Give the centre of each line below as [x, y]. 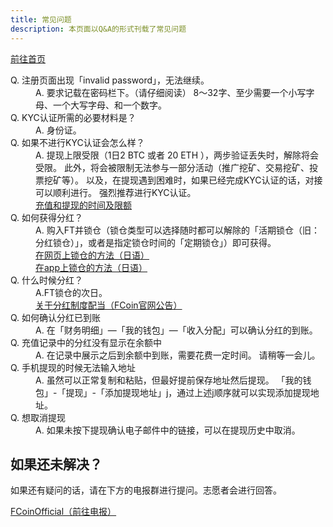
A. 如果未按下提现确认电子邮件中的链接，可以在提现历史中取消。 [168, 430]
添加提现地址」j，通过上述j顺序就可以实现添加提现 [207, 392]
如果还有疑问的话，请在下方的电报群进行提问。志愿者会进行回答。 [146, 490]
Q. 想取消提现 [38, 417]
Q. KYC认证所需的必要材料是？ [73, 117]
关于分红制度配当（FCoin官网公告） [109, 305]
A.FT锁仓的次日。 [71, 292]
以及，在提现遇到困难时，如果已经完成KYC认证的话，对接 [204, 180]
